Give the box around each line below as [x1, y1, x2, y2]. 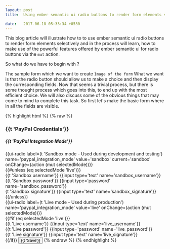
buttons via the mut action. [5, 51, 60, 57]
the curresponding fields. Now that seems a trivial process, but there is [5, 81, 153, 88]
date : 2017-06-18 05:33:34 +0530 [5, 21, 80, 26]
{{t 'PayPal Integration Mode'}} [5, 138, 73, 144]
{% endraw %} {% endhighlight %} [44, 237, 117, 243]
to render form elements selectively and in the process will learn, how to [5, 40, 156, 47]
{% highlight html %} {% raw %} [5, 113, 73, 119]
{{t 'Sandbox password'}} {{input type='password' [5, 178, 110, 184]
